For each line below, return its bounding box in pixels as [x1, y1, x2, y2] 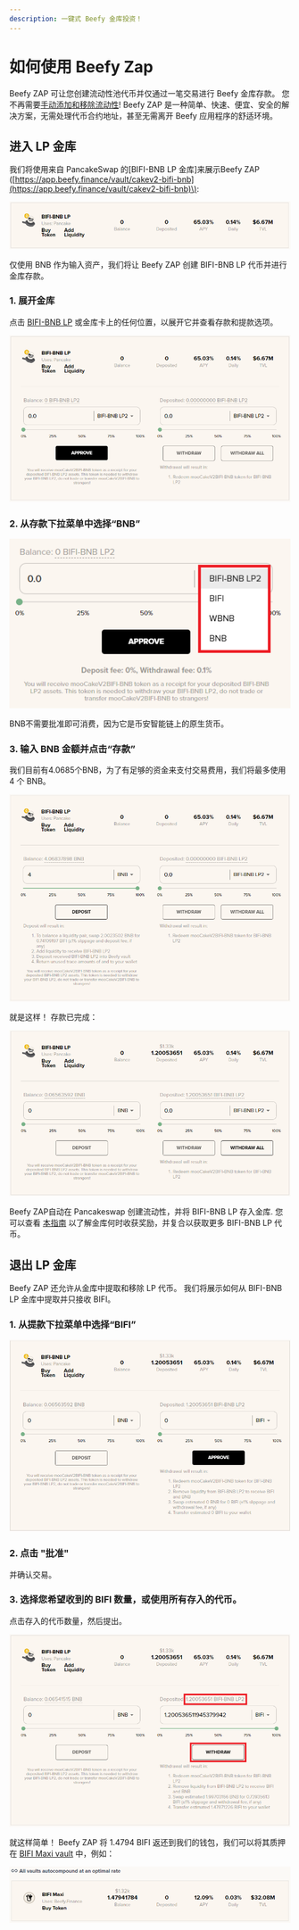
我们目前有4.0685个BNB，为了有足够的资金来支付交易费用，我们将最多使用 [9, 765, 287, 775]
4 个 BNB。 [9, 776, 51, 786]
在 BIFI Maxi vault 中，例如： [9, 1848, 115, 1859]
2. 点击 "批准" [9, 1547, 70, 1560]
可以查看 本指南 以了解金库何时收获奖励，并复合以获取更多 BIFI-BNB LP [9, 1218, 272, 1229]
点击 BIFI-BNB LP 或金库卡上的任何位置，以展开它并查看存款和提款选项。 [9, 317, 278, 327]
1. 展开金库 [9, 294, 55, 307]
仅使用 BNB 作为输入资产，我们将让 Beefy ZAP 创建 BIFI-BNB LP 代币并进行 [9, 259, 287, 269]
